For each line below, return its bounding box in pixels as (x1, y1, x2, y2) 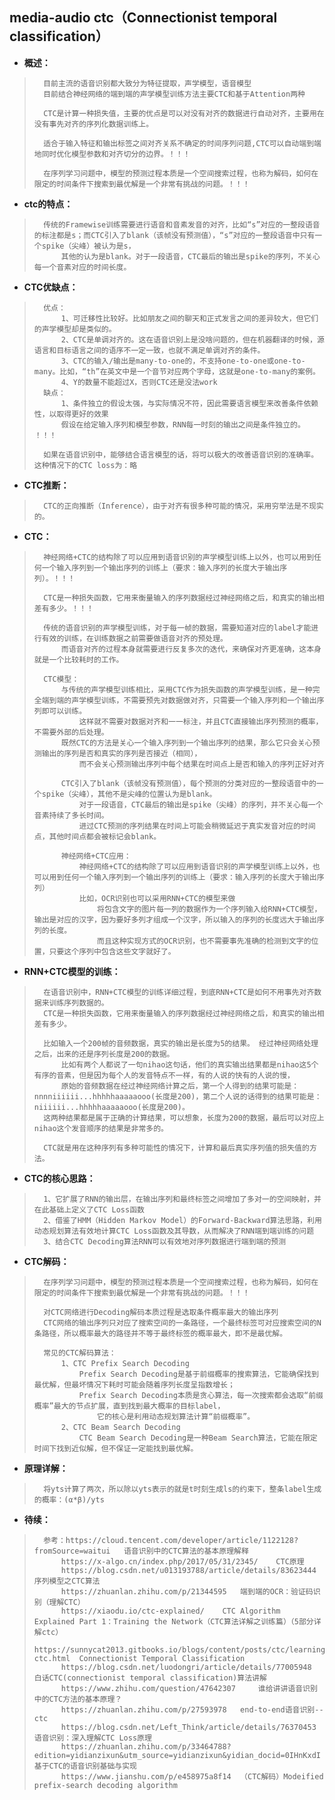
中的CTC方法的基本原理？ (33, 1694, 123, 1704)
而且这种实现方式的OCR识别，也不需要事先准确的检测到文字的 (97, 936, 312, 946)
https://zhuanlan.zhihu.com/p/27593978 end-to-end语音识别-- (60, 1704, 324, 1715)
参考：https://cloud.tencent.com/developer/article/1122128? (43, 1535, 299, 1545)
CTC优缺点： (23, 281, 79, 293)
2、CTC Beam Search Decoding (60, 1422, 181, 1432)
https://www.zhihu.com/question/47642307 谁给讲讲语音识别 (60, 1683, 318, 1693)
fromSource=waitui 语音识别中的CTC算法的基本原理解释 (33, 1546, 249, 1556)
